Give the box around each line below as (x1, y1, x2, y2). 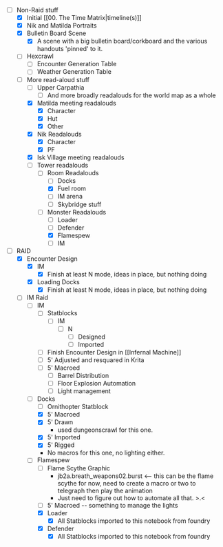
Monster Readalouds (47, 208, 107, 216)
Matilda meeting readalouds (36, 99, 116, 107)
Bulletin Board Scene (26, 29, 87, 37)
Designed (78, 332, 106, 341)
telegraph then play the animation (57, 486, 153, 495)
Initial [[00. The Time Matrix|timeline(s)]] (26, 14, 142, 22)
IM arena (57, 192, 83, 201)
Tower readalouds (36, 161, 89, 170)
